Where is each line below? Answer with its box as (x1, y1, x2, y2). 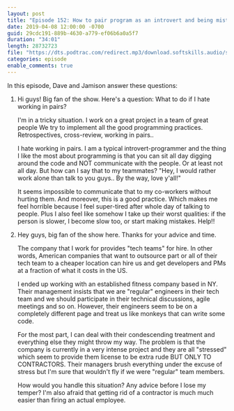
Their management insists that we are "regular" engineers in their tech (17, 287, 219, 295)
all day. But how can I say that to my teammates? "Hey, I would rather (17, 166, 217, 174)
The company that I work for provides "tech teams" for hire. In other (17, 244, 213, 252)
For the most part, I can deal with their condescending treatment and (17, 330, 215, 338)
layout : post (7, 10, 45, 17)
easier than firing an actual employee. (17, 396, 126, 404)
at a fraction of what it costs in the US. (17, 266, 127, 274)
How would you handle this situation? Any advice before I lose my (17, 381, 207, 389)
